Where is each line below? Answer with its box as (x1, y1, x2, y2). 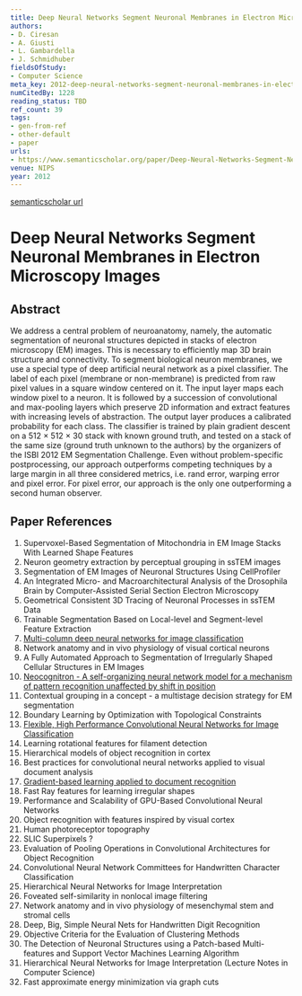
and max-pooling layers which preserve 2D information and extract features (10, 401, 290, 413)
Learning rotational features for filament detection (22, 738, 208, 749)
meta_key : (10, 80, 47, 89)
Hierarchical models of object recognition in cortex (22, 747, 211, 759)
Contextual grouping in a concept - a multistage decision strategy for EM (22, 691, 293, 701)
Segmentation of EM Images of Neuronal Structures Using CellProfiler (22, 567, 281, 577)
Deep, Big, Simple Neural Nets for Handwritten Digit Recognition (22, 920, 261, 930)
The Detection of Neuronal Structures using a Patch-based (22, 939, 241, 949)
